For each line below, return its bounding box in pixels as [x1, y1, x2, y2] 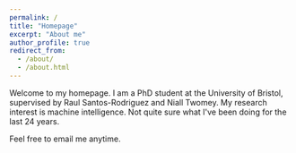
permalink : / [9, 13, 58, 22]
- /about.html [17, 64, 70, 72]
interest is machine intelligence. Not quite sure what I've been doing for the [9, 106, 287, 117]
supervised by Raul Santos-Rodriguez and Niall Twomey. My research [9, 97, 267, 107]
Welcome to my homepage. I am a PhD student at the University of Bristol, [9, 87, 284, 98]
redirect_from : [9, 47, 66, 55]
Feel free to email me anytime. [9, 133, 121, 144]
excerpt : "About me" [9, 30, 87, 38]
